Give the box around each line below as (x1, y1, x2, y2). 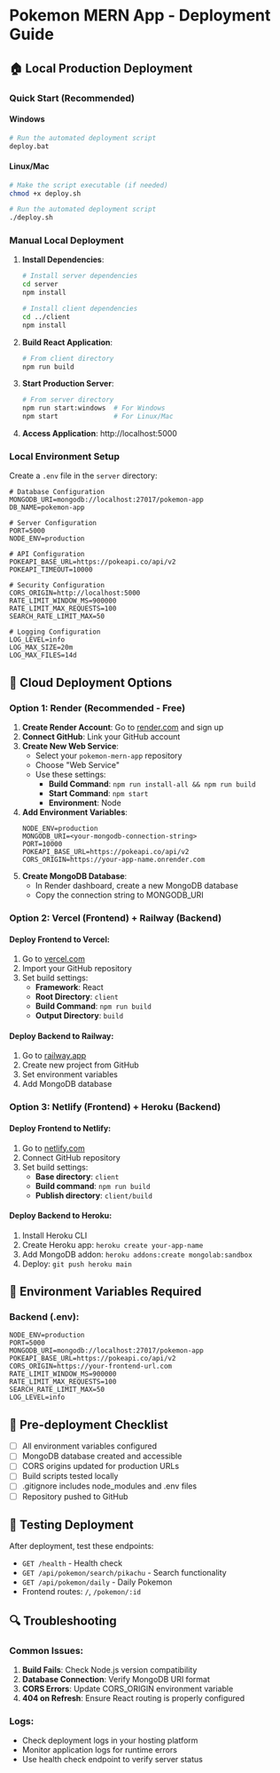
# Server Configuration (9, 519, 97, 528)
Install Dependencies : (21, 254, 105, 265)
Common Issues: (9, 1644, 84, 1657)
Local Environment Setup (9, 451, 121, 462)
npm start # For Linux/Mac (21, 412, 174, 421)
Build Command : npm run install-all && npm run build (48, 779, 256, 789)
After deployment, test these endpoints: (9, 1541, 154, 1552)
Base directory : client (35, 1170, 120, 1182)
